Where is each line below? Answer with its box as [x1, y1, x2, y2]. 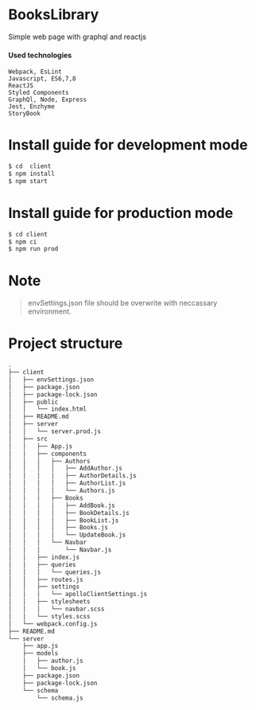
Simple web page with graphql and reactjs [8, 32, 147, 41]
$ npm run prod [8, 245, 59, 253]
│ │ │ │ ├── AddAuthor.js [8, 464, 123, 473]
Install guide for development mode [8, 136, 248, 154]
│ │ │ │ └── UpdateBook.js [8, 531, 126, 539]
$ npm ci [8, 237, 37, 246]
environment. [27, 306, 72, 316]
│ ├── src [8, 435, 48, 443]
